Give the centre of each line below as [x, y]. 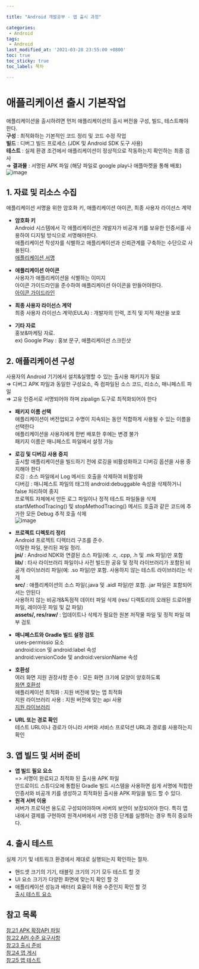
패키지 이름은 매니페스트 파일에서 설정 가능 [64, 441]
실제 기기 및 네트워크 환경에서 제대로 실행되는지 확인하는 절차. [78, 859]
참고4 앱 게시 [21, 952]
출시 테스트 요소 [33, 894]
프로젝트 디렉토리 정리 [40, 533]
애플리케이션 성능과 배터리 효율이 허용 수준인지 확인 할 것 [80, 887]
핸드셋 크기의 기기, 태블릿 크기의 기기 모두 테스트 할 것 [77, 872]
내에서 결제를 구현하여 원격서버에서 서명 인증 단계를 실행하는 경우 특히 [96, 815]
